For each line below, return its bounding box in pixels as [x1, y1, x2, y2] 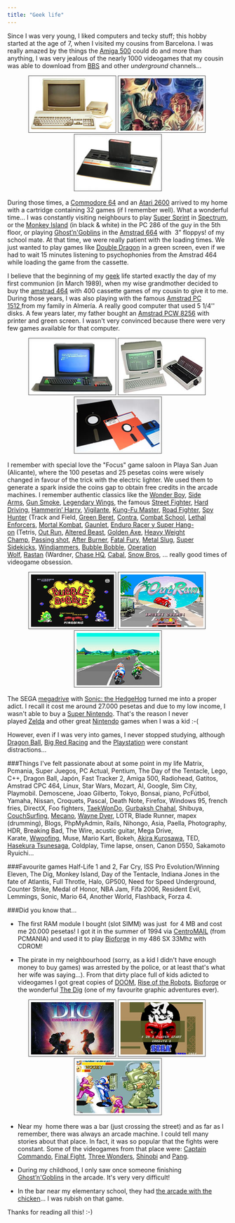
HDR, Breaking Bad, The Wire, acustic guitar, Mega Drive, [7, 826, 173, 835]
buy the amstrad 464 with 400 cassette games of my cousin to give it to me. [7, 286, 229, 295]
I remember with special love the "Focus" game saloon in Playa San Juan [7, 461, 218, 469]
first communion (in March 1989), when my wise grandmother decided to [7, 278, 219, 288]
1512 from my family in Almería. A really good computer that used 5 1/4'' [7, 301, 215, 309]
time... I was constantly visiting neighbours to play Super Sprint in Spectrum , [7, 213, 229, 222]
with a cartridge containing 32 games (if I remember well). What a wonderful [7, 205, 229, 214]
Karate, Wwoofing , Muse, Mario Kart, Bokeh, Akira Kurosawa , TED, [7, 833, 200, 842]
